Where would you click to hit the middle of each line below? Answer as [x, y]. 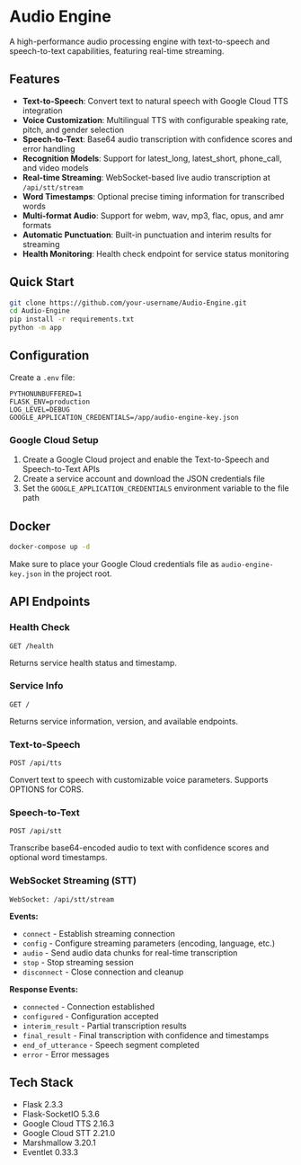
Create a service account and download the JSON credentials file [143, 479]
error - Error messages [66, 1054]
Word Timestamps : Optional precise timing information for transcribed [153, 196]
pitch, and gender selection [73, 129]
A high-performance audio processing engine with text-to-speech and [140, 41]
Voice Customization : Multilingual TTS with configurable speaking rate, [155, 120]
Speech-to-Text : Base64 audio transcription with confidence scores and [157, 139]
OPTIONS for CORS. [46, 789]
